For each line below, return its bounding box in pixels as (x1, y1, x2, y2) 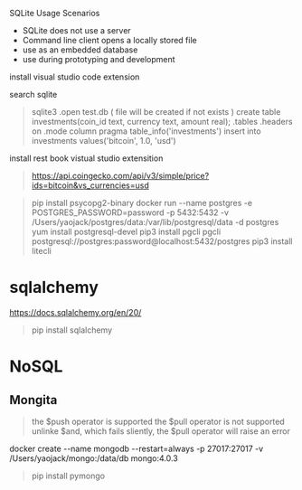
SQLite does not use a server (22, 25, 131, 35)
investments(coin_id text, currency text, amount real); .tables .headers (31, 117, 293, 127)
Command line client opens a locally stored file (22, 35, 197, 45)
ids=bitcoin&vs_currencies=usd (31, 180, 149, 191)
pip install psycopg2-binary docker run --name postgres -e (31, 198, 253, 208)
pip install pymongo (31, 470, 106, 481)
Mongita (9, 392, 58, 408)
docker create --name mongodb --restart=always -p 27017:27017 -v (9, 443, 264, 454)
